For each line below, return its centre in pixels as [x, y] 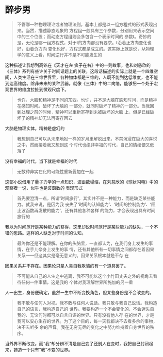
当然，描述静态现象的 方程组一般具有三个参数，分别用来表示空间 [90, 30]
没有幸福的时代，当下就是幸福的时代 [41, 161]
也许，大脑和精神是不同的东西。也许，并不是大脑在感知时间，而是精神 [87, 100]
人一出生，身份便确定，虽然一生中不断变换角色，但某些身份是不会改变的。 [79, 292]
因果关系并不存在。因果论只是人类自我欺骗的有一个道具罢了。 [67, 266]
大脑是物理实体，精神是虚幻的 [35, 128]
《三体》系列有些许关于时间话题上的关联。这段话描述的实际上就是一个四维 [79, 71]
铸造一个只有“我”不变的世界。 [43, 349]
